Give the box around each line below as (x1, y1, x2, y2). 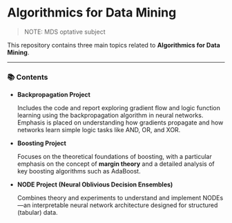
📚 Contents (7, 72, 48, 82)
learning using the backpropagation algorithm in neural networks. (17, 111, 204, 120)
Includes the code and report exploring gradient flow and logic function (17, 104, 221, 112)
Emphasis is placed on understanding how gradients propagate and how (17, 118, 224, 127)
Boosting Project (17, 139, 67, 147)
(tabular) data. (17, 209, 58, 217)
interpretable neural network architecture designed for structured (32, 201, 218, 209)
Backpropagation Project (17, 91, 91, 99)
